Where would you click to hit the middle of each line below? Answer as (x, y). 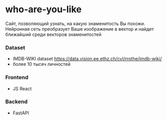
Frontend (17, 78)
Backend (17, 102)
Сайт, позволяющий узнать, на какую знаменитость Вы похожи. (75, 23)
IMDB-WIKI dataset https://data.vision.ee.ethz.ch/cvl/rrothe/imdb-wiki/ (87, 59)
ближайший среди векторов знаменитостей (53, 34)
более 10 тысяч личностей (41, 64)
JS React (22, 88)
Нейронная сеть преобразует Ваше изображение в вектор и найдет (80, 29)
